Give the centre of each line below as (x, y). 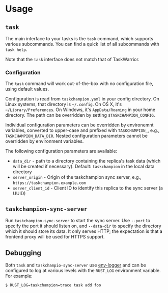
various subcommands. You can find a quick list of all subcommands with (82, 44)
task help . (16, 49)
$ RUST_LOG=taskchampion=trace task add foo (53, 285)
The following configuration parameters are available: (61, 151)
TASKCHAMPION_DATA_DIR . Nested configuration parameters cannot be (76, 136)
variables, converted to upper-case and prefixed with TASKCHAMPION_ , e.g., (82, 130)
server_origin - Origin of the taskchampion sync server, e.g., (77, 177)
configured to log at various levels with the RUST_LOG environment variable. (83, 270)
